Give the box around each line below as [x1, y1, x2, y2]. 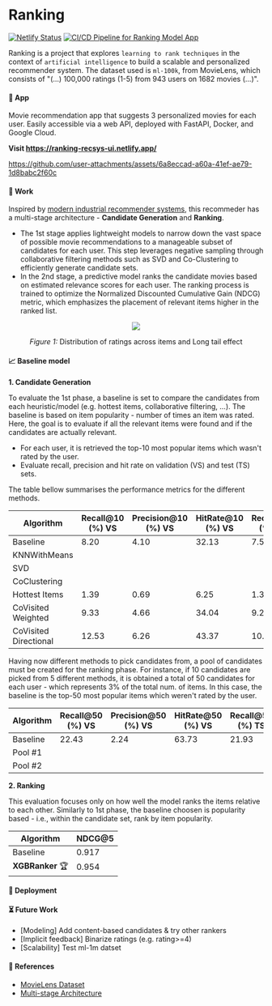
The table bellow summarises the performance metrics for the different [8, 484, 245, 494]
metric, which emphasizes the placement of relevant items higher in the [19, 297, 259, 307]
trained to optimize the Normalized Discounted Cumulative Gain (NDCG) [19, 289, 261, 299]
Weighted [12, 612, 49, 623]
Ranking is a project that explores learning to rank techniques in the [8, 48, 240, 58]
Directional [12, 635, 54, 646]
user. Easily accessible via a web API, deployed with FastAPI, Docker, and [8, 119, 253, 129]
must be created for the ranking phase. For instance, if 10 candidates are [8, 664, 251, 674]
